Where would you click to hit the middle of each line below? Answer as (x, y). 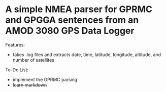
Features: (15, 44)
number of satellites (34, 60)
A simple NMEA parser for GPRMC (79, 9)
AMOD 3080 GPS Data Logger (70, 31)
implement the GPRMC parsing (45, 79)
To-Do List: (17, 70)
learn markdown (30, 85)
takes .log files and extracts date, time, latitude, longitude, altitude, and (87, 55)
